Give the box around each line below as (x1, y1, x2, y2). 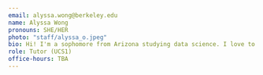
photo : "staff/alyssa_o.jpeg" (8, 33, 108, 41)
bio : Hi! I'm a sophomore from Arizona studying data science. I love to (8, 41, 256, 48)
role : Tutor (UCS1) (8, 48, 72, 55)
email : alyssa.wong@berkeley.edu (8, 11, 118, 20)
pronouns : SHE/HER (8, 26, 69, 34)
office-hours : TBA (8, 55, 69, 63)
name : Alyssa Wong (8, 19, 69, 27)
